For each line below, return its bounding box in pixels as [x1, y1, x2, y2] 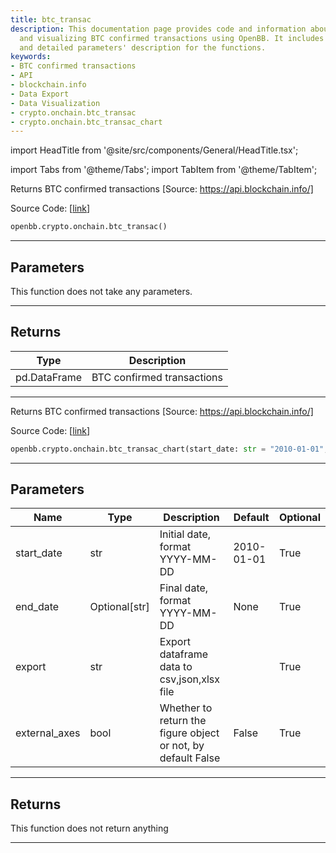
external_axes [15, 726, 81, 740]
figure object [159, 726, 220, 740]
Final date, [159, 581, 209, 595]
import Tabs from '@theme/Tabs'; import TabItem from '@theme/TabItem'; [10, 164, 318, 176]
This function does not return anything [10, 822, 169, 835]
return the [159, 714, 207, 728]
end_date [15, 600, 60, 614]
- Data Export [10, 89, 70, 99]
